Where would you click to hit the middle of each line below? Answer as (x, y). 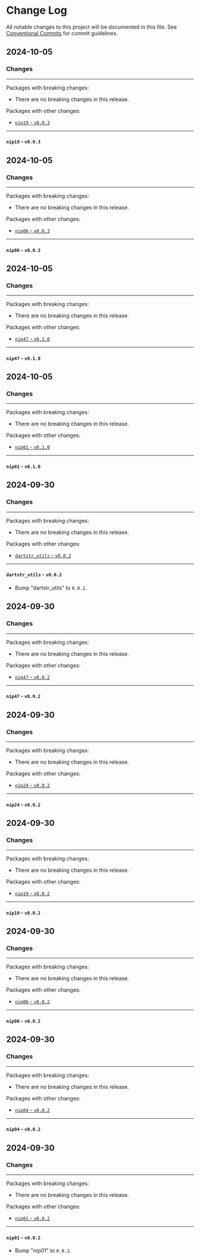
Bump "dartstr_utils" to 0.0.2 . (51, 588)
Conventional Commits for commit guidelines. (62, 33)
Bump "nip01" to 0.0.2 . (43, 1251)
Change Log (37, 10)
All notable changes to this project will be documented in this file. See (92, 27)
